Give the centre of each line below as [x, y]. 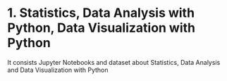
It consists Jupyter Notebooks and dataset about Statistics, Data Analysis [114, 62]
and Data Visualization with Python [58, 70]
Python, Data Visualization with [102, 28]
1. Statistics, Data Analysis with [101, 13]
